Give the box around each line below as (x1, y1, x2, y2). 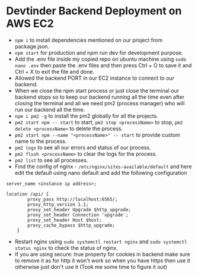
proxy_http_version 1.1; (27, 201, 89, 208)
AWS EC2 (6, 17, 55, 30)
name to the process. (14, 137, 67, 145)
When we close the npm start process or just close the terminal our (14, 87, 180, 94)
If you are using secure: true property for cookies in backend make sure (14, 250, 191, 258)
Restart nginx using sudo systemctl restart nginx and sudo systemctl (14, 238, 187, 245)
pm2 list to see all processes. (14, 156, 88, 164)
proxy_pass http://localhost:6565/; (27, 196, 118, 202)
